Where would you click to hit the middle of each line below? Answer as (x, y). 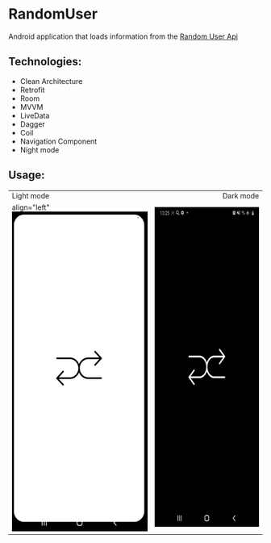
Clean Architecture (51, 81)
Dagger (33, 124)
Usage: (27, 175)
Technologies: (45, 62)
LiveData (35, 115)
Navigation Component (58, 141)
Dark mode (241, 196)
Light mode (31, 196)
